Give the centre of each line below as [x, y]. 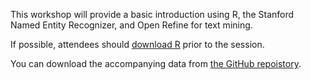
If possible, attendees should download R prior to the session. [137, 44]
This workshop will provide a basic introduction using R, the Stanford [152, 14]
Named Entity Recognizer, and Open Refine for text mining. [131, 25]
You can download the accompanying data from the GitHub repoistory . [156, 63]
